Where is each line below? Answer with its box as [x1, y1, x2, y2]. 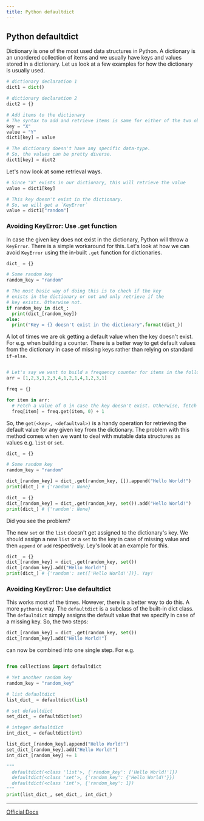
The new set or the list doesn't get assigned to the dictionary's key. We [6, 528, 188, 536]
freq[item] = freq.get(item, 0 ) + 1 [12, 408, 104, 414]
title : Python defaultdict [6, 9, 75, 15]
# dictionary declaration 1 [6, 78, 78, 85]
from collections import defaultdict [6, 663, 102, 670]
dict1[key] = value [6, 134, 56, 140]
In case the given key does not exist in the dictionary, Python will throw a [6, 235, 188, 243]
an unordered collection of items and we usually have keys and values [6, 54, 182, 61]
